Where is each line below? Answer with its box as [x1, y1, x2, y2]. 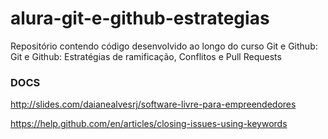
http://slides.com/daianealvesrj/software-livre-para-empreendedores [10, 98, 297, 111]
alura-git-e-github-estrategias [10, 7, 270, 30]
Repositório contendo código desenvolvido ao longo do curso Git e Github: [10, 40, 318, 52]
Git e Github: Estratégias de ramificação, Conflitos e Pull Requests [10, 50, 282, 62]
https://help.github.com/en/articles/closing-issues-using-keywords [10, 118, 288, 130]
